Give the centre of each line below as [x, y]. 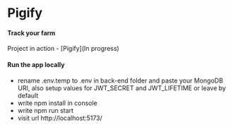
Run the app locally [36, 64]
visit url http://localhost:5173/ [60, 118]
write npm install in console [57, 103]
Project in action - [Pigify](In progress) [64, 49]
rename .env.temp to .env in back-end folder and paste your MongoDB [120, 80]
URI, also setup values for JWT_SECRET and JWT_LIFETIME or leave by [121, 88]
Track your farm [31, 32]
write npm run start [46, 110]
